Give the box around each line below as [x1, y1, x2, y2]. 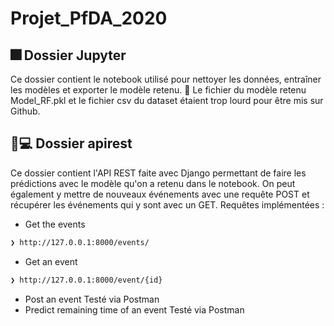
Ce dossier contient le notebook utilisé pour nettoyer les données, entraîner [10, 73, 322, 85]
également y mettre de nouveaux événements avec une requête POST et [10, 188, 310, 200]
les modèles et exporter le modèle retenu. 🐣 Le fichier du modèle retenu [10, 84, 307, 96]
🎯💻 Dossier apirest [10, 135, 133, 152]
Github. [10, 105, 41, 117]
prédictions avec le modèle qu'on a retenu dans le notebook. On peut [10, 177, 296, 189]
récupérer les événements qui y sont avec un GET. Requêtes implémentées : [10, 198, 325, 211]
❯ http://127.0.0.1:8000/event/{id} [10, 275, 163, 285]
